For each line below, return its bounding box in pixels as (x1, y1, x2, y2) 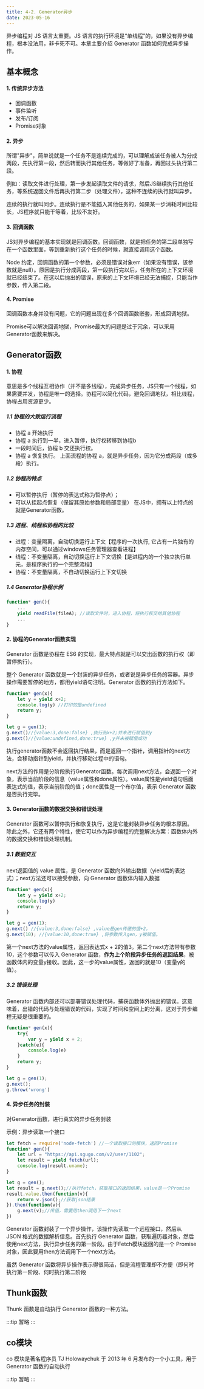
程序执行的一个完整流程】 (31, 560, 95, 568)
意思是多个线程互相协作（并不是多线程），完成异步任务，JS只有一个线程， (6, 382, 191, 390)
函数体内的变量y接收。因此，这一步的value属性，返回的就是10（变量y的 (6, 958, 186, 965)
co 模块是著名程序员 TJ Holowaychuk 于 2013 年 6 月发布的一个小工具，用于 (6, 1355, 197, 1362)
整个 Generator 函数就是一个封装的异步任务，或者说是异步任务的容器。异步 (6, 670, 194, 678)
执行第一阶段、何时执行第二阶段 (6, 1269, 86, 1276)
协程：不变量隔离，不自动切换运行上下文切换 (15, 568, 127, 576)
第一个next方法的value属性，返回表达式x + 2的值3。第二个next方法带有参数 (6, 943, 196, 950)
